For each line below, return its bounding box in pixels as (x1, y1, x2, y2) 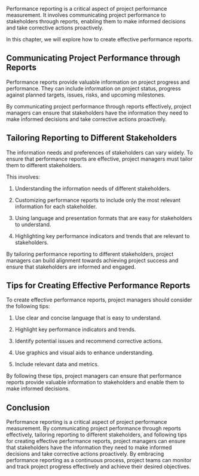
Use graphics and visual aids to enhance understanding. (14, 349, 154, 356)
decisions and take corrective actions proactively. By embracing (6, 450, 164, 457)
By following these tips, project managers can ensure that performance (6, 372, 182, 379)
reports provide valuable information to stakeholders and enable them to (6, 379, 185, 386)
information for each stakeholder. (14, 203, 97, 210)
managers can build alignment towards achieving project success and (6, 257, 179, 264)
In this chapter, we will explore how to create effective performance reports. (6, 36, 193, 43)
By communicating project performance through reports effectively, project (6, 103, 192, 110)
